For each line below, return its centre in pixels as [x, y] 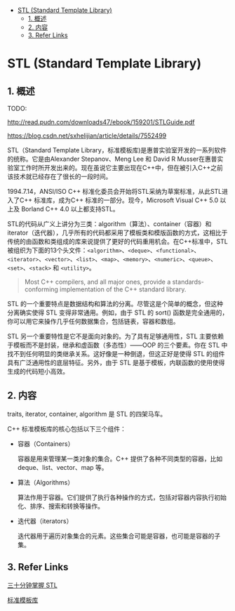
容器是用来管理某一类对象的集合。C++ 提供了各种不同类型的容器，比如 [120, 459]
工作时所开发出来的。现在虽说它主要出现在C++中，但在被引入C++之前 [121, 167]
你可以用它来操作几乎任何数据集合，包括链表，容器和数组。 [93, 321]
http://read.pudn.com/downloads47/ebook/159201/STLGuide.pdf [101, 122]
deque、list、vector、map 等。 [62, 467]
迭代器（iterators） [45, 521]
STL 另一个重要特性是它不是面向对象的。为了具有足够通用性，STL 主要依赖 [116, 336]
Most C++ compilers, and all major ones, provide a [98, 282]
